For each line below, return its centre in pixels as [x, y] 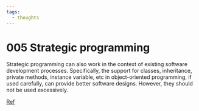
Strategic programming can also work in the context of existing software [97, 64]
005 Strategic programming [78, 48]
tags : [13, 12]
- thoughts [26, 18]
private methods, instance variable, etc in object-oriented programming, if [99, 77]
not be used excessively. [37, 90]
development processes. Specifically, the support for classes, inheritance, [99, 71]
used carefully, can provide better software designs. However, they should [100, 84]
